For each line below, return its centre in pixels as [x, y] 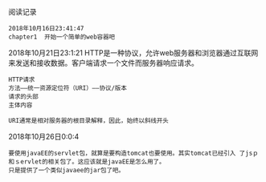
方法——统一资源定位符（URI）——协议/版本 [68, 88]
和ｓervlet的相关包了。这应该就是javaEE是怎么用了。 [87, 162]
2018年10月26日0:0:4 [44, 136]
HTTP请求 [22, 79]
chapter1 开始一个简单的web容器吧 [61, 37]
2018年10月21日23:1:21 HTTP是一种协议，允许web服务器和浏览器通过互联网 [133, 53]
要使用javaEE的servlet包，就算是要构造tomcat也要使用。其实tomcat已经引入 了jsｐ [133, 153]
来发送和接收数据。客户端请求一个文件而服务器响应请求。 [103, 63]
